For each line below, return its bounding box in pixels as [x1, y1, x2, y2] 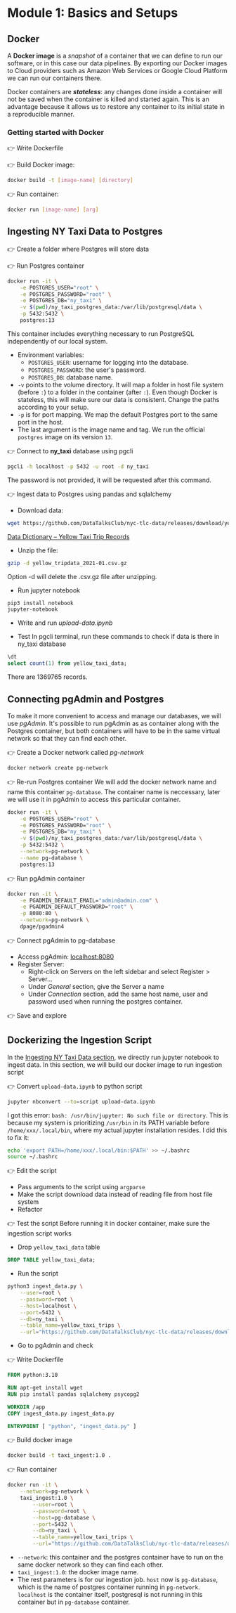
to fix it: [7, 1133, 29, 1141]
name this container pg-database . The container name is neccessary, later [7, 787, 221, 796]
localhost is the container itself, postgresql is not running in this [17, 1591, 203, 1599]
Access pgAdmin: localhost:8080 [17, 952, 114, 961]
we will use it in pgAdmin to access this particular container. [7, 795, 181, 803]
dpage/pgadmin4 [20, 923, 65, 931]
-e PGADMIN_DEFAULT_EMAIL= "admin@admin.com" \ [20, 897, 159, 904]
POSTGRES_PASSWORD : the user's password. [27, 365, 146, 374]
